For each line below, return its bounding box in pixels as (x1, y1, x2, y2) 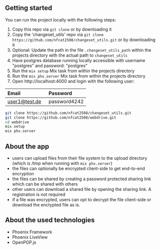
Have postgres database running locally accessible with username (12, 57, 145, 63)
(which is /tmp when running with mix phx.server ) (12, 161, 113, 166)
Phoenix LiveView (12, 234, 48, 240)
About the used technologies (5, 216, 95, 224)
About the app (5, 142, 50, 150)
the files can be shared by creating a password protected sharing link (12, 176, 152, 182)
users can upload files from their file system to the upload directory (12, 155, 147, 161)
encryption (12, 171, 34, 176)
